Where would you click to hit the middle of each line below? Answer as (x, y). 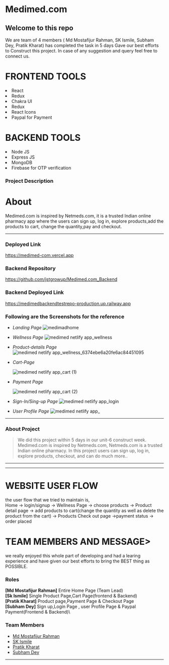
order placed (18, 522)
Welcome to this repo (39, 28)
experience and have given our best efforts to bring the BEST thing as (77, 561)
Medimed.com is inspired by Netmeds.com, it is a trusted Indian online (78, 216)
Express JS (23, 157)
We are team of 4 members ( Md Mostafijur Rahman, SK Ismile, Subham (80, 40)
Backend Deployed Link (35, 292)
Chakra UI (22, 101)
